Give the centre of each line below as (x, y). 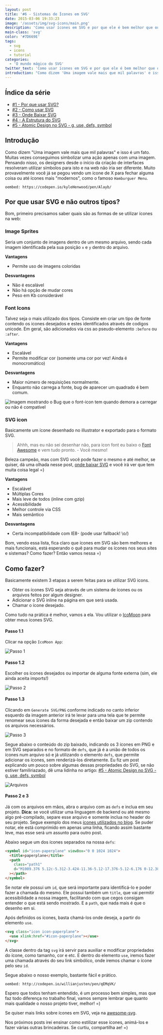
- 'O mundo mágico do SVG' (37, 64)
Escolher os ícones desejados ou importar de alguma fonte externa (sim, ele (81, 673)
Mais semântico (28, 515)
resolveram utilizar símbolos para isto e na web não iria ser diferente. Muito (80, 168)
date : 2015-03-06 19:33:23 (32, 19)
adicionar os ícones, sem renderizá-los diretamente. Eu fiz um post (72, 760)
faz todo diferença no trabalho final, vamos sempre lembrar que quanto (76, 998)
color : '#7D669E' (23, 37)
